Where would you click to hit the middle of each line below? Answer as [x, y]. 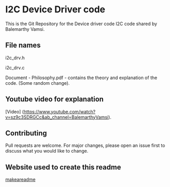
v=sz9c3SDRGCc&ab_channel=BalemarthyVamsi [57, 117]
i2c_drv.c [15, 67]
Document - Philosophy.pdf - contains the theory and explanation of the [81, 78]
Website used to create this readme [63, 167]
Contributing [26, 133]
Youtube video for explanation [55, 99]
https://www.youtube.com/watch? [60, 111]
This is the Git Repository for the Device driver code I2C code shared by [81, 24]
